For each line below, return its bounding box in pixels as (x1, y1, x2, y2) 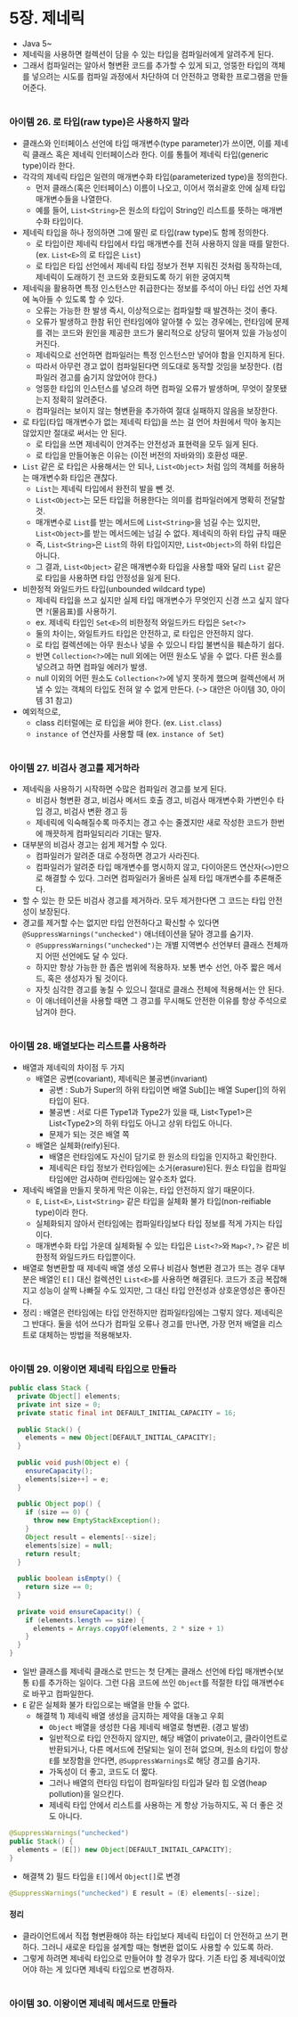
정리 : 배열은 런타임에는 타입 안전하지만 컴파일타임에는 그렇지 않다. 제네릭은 (21, 1307, 284, 1317)
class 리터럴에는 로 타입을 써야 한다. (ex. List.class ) (35, 717, 222, 727)
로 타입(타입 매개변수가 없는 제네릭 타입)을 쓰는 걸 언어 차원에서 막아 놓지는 (21, 416, 282, 427)
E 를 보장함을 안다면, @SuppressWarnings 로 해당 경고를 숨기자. (48, 1755, 261, 1766)
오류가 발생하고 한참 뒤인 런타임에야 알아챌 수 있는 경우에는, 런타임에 (35, 316, 273, 326)
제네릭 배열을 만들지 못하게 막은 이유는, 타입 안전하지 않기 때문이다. (21, 1185, 255, 1195)
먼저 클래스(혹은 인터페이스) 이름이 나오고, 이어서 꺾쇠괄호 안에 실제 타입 (35, 182, 286, 193)
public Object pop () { (17, 1499, 101, 1509)
